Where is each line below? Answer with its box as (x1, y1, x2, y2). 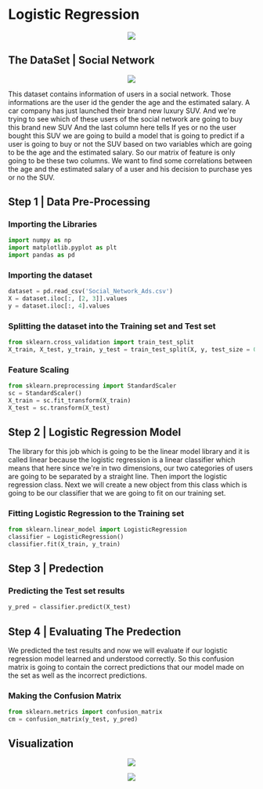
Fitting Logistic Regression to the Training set (8, 507, 185, 518)
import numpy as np (8, 237, 72, 245)
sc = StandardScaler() (8, 390, 82, 398)
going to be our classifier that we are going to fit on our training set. (8, 488, 226, 497)
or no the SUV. (8, 173, 55, 182)
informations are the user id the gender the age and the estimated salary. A (8, 97, 250, 107)
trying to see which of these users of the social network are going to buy (8, 114, 243, 123)
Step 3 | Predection (8, 562, 104, 575)
